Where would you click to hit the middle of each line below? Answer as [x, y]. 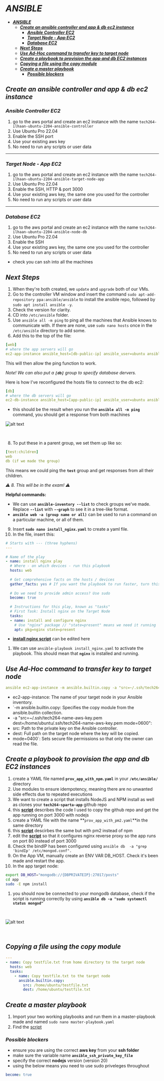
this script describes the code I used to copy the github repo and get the [85, 810]
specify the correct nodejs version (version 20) [60, 1060]
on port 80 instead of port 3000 [45, 841]
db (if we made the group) [33, 461]
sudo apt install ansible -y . [43, 305]
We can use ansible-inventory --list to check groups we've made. [81, 504]
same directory [28, 825]
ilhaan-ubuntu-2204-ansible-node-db [50, 232]
